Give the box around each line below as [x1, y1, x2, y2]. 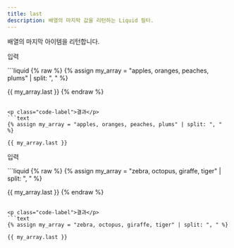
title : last [7, 10, 42, 18]
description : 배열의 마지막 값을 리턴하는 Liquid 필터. [7, 17, 154, 24]
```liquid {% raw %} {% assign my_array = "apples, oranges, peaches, [7, 66, 209, 75]
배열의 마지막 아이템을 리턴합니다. [7, 37, 100, 46]
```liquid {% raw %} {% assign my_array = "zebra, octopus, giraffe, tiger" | [7, 166, 221, 175]
